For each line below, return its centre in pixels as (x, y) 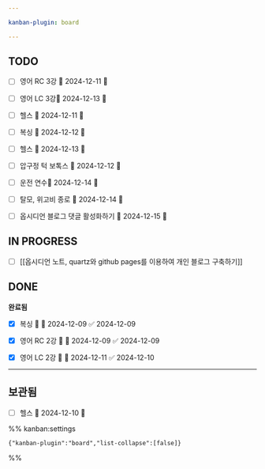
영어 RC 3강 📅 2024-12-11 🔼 (63, 81)
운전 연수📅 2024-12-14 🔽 (59, 182)
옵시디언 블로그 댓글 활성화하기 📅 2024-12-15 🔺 (93, 216)
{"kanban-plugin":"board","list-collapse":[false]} (95, 443)
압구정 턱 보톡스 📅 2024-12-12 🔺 (70, 165)
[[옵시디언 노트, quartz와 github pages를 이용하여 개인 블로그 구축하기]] (131, 261)
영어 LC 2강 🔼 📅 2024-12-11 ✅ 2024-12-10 (87, 357)
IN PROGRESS (43, 242)
